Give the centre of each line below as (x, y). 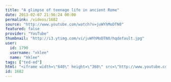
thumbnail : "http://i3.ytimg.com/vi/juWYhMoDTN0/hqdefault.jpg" (75, 39)
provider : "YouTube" (27, 34)
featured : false (22, 29)
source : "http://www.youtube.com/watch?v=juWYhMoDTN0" (65, 24)
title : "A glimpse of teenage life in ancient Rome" (62, 10)
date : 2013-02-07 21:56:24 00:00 (41, 15)
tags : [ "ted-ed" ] (24, 62)
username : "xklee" (30, 52)
